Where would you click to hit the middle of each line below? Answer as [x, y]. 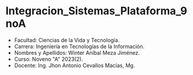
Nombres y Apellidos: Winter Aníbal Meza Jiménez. [77, 52]
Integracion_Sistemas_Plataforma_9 [96, 11]
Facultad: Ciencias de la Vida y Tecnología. [67, 40]
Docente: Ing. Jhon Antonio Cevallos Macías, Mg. [75, 65]
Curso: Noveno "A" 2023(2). [49, 59]
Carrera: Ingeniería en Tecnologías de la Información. [79, 46]
